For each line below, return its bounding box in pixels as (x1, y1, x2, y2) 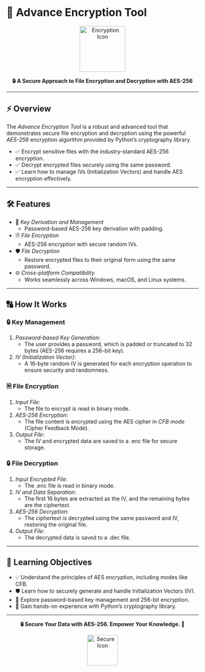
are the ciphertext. (24, 501, 71, 508)
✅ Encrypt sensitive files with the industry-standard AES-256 (15, 148, 169, 155)
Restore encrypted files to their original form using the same (24, 256, 176, 263)
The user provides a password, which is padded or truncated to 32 (24, 341, 192, 348)
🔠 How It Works (6, 299, 67, 309)
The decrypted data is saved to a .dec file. (24, 533, 131, 541)
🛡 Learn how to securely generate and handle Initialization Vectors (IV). (15, 587, 195, 594)
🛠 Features (6, 199, 51, 209)
